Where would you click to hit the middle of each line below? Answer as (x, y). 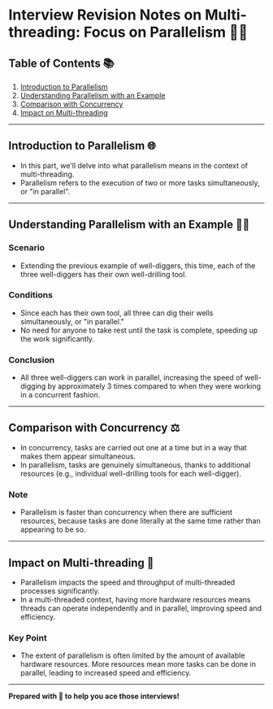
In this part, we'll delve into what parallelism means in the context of (134, 165)
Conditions (30, 295)
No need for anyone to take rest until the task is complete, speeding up (139, 330)
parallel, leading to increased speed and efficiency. (106, 673)
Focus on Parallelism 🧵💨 (166, 32)
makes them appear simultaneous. (78, 456)
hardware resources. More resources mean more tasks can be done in (138, 664)
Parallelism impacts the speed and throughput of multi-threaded (128, 582)
